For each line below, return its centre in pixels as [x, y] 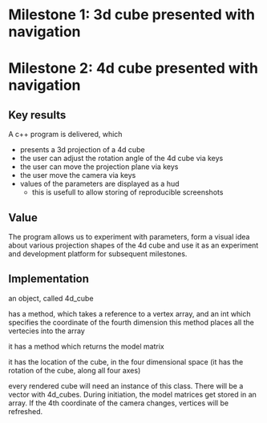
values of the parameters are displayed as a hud [99, 184]
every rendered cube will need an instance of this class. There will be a [126, 385]
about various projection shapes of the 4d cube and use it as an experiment [133, 245]
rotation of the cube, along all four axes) [75, 370]
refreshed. [26, 411]
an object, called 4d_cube [51, 298]
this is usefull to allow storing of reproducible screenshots [127, 192]
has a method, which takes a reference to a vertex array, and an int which [129, 313]
